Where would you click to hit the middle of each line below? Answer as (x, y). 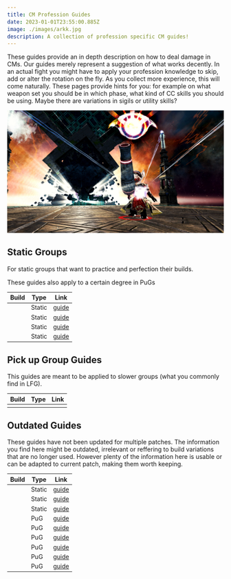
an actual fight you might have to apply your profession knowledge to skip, (113, 72)
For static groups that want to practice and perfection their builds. (100, 268)
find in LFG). (25, 384)
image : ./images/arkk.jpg (44, 29)
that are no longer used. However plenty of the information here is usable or (114, 457)
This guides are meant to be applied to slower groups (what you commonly (113, 377)
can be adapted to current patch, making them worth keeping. (95, 464)
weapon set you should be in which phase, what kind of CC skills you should (115, 94)
